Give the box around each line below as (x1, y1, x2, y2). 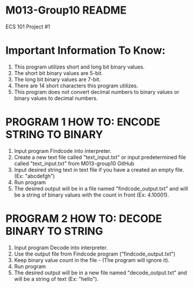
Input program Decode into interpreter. (14, 244, 108, 251)
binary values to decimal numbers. (14, 94, 98, 102)
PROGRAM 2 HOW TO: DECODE (5, 212, 162, 225)
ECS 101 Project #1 (5, 23, 51, 30)
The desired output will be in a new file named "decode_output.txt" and (14, 269, 187, 276)
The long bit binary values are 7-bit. (14, 76, 101, 83)
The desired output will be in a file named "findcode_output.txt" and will (14, 185, 188, 192)
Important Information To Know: (5, 44, 166, 57)
